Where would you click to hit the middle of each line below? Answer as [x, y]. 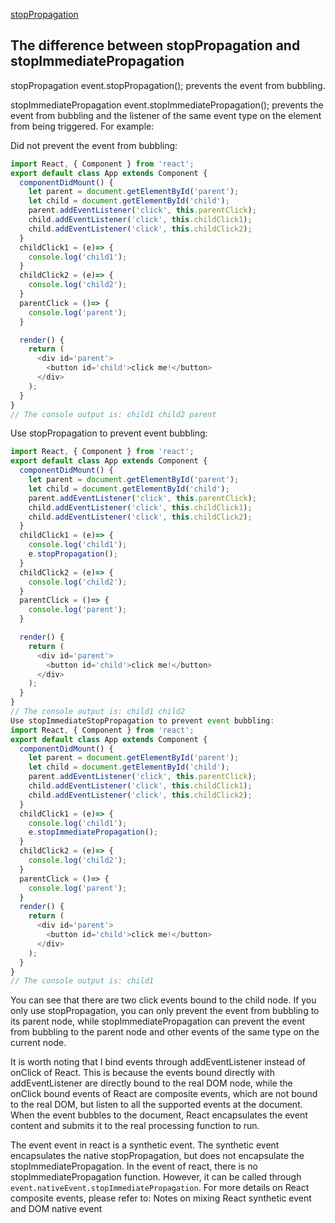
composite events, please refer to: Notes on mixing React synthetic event [161, 1198]
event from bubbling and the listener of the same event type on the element [166, 115]
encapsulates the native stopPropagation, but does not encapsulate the [157, 1156]
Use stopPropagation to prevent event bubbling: [109, 433]
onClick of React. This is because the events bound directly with [142, 1073]
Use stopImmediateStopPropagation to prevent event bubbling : [142, 720]
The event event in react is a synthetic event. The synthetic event [145, 1145]
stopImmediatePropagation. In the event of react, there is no [134, 1166]
